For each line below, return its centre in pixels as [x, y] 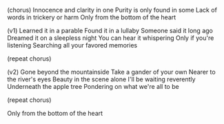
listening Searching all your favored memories [72, 45]
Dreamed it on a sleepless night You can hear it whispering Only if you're [111, 38]
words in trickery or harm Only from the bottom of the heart [92, 17]
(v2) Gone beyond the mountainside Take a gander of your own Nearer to [111, 72]
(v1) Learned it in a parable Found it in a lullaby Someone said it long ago [110, 31]
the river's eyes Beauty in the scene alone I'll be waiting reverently [101, 79]
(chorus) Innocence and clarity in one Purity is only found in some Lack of [112, 10]
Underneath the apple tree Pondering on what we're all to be [93, 86]
